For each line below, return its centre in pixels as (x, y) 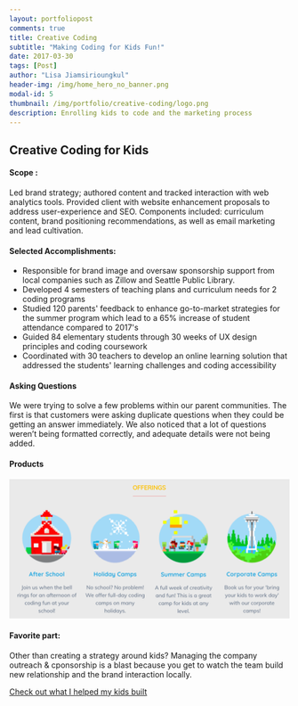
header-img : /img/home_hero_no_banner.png (89, 85)
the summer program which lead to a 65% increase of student (136, 318)
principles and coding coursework (85, 347)
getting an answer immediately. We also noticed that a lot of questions (138, 424)
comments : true (37, 28)
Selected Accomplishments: (63, 250)
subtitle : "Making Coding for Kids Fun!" (87, 47)
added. (22, 443)
